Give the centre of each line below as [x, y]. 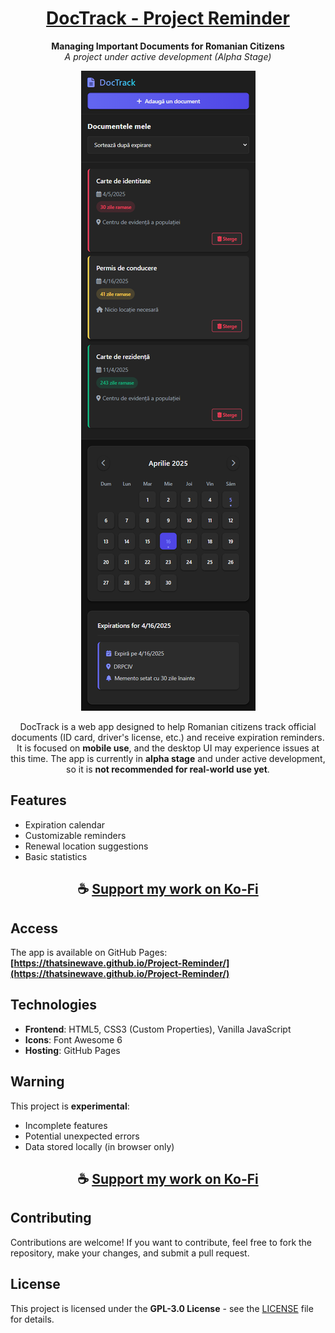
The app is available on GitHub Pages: [89, 952]
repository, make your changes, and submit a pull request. [130, 1253]
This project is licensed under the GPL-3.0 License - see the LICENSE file [162, 1308]
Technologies [54, 1005]
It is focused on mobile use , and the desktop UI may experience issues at [168, 748]
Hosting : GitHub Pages [72, 1050]
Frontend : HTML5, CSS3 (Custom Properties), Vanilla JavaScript [158, 1029]
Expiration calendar [65, 824]
